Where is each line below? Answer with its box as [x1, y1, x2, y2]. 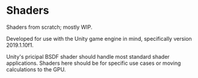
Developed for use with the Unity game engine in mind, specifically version [6, 35, 193, 42]
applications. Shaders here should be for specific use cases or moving [6, 59, 181, 67]
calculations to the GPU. [6, 65, 66, 73]
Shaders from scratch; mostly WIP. [6, 23, 93, 31]
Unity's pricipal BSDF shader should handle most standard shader [6, 53, 170, 60]
